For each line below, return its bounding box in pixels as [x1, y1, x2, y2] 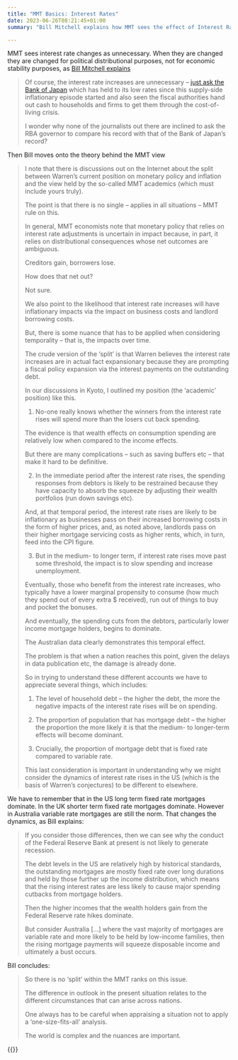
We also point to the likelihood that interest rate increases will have [24, 299, 220, 309]
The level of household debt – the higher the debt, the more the [35, 695, 221, 703]
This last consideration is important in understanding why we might [24, 766, 221, 774]
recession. [24, 846, 56, 855]
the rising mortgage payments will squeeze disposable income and [24, 940, 220, 949]
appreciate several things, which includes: [24, 680, 148, 689]
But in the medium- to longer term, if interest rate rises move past [35, 551, 227, 561]
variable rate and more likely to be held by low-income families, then [24, 932, 225, 941]
